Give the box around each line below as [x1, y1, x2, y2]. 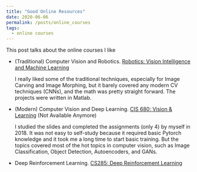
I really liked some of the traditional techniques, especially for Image [14, 76, 181, 83]
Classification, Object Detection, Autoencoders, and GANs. [14, 148, 158, 156]
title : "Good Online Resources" [6, 8, 85, 15]
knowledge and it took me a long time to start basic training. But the [14, 136, 179, 143]
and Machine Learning [14, 64, 69, 71]
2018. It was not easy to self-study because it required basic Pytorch [14, 130, 182, 137]
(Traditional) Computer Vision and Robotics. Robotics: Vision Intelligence [14, 58, 191, 65]
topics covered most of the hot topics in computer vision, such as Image [14, 142, 190, 149]
